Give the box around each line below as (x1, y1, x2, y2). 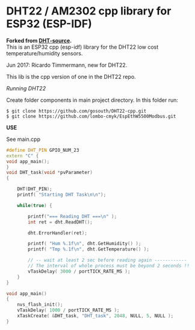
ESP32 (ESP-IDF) (6, 17, 92, 31)
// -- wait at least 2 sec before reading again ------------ (28, 257, 187, 263)
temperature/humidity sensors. (6, 49, 83, 57)
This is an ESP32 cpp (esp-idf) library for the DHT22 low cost (6, 43, 159, 51)
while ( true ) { (17, 202, 52, 208)
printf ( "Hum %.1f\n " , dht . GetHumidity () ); (28, 241, 141, 247)
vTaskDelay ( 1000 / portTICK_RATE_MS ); (17, 307, 120, 314)
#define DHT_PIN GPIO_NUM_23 (6, 147, 79, 153)
